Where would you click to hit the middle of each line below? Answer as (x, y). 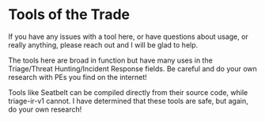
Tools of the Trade (69, 15)
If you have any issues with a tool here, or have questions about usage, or (129, 36)
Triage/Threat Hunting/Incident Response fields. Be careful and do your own (132, 68)
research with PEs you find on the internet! (78, 77)
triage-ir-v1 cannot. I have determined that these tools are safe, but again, (128, 101)
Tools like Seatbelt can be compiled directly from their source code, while (128, 92)
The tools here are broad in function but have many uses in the (111, 60)
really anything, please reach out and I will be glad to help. (103, 44)
